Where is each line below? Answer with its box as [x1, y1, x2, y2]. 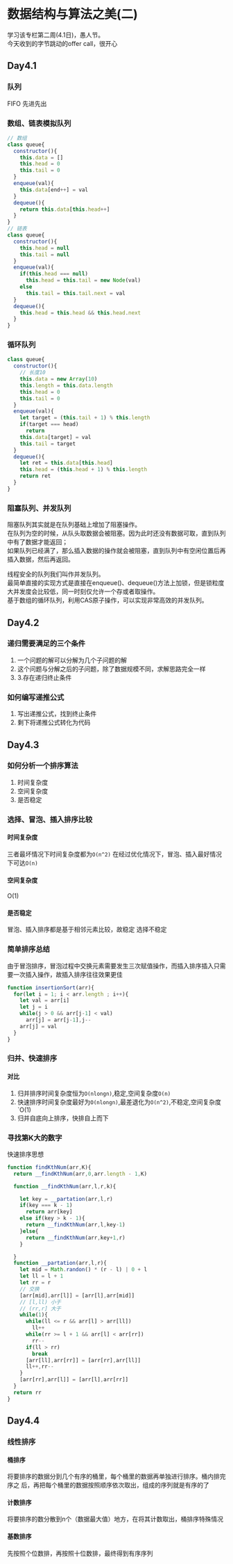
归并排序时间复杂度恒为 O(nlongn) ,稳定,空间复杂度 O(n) [17, 1089, 171, 1097]
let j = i [19, 1003, 49, 1011]
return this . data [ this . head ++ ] [19, 206, 110, 213]
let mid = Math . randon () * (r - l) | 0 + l [19, 1266, 148, 1273]
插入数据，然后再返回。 [7, 555, 74, 564]
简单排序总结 [7, 944, 51, 954]
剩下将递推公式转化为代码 [17, 718, 91, 727]
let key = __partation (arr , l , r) [19, 1195, 113, 1202]
